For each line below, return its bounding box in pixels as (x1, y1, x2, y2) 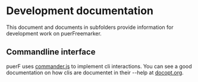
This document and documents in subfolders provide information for (6, 24, 174, 31)
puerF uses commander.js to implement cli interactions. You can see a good (6, 63, 192, 70)
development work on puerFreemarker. (6, 29, 102, 37)
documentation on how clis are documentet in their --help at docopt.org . (6, 69, 184, 76)
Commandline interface (6, 47, 96, 57)
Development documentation (6, 4, 153, 18)
